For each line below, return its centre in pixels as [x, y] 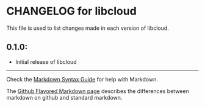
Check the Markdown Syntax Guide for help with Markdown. [82, 79]
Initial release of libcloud [46, 61]
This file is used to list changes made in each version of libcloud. [88, 28]
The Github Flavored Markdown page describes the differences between [98, 91]
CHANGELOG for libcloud [72, 11]
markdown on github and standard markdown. [64, 97]
